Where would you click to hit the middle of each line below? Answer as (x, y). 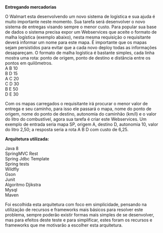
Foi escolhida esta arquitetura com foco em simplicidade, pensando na (76, 204)
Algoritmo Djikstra (23, 184)
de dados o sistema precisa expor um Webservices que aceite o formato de (81, 32)
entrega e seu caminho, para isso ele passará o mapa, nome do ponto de (78, 109)
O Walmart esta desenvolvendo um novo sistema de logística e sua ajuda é (80, 16)
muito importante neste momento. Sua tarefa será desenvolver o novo (75, 22)
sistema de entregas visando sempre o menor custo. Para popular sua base (81, 27)
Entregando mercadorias (31, 7)
